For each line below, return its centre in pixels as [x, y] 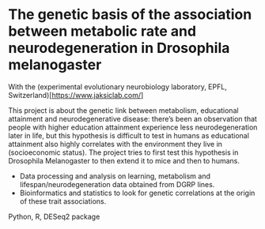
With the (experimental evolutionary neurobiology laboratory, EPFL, [117, 86]
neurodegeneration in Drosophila [119, 48]
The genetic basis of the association [130, 15]
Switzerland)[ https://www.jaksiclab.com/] [76, 95]
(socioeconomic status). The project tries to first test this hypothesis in [123, 152]
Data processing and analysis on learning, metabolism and [115, 176]
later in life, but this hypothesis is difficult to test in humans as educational [129, 135]
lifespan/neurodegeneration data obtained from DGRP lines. [117, 184]
